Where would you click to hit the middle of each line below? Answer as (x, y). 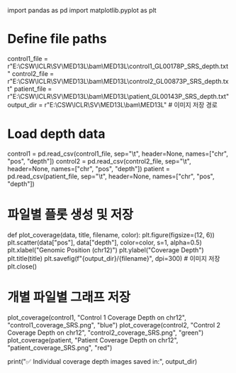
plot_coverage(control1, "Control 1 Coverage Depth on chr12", (97, 317)
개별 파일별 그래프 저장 (69, 297)
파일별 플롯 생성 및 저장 (71, 215)
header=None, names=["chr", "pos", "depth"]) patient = (89, 168)
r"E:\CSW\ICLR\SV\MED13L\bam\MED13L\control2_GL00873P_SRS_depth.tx (118, 81)
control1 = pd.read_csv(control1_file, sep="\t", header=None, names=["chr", (118, 153)
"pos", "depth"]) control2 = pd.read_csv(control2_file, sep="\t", (99, 161)
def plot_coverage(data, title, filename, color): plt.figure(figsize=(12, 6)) (111, 234)
